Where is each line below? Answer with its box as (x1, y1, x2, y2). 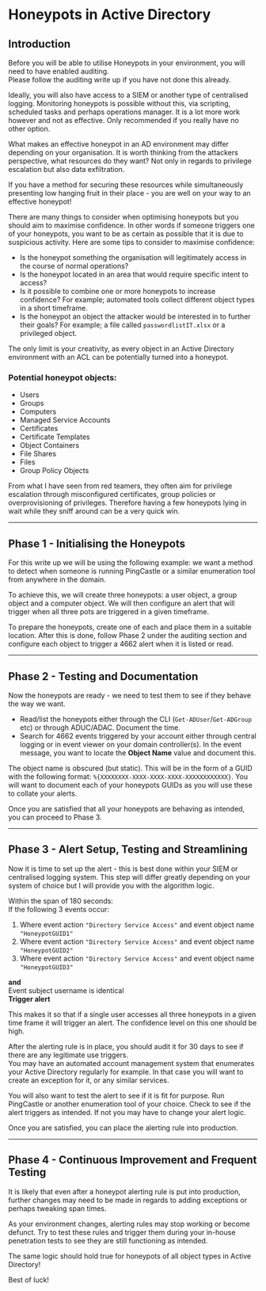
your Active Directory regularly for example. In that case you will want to (8, 1067, 244, 1076)
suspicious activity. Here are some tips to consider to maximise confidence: (8, 238, 255, 246)
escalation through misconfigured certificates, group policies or (8, 490, 216, 499)
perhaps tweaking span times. (8, 1203, 107, 1213)
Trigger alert (8, 994, 51, 1003)
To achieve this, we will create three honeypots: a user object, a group (8, 590, 237, 600)
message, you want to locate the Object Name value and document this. (19, 747, 256, 758)
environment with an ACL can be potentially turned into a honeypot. (8, 353, 229, 361)
